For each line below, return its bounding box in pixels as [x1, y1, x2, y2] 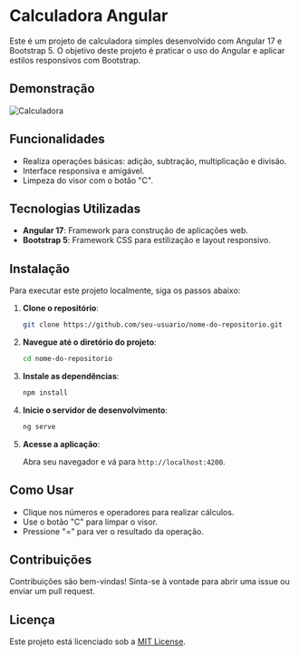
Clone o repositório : [22, 303, 100, 314]
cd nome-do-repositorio [22, 355, 113, 364]
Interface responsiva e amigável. [22, 165, 145, 176]
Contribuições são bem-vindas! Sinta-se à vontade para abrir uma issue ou [9, 576, 290, 587]
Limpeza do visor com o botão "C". [22, 174, 154, 186]
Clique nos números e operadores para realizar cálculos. [22, 506, 235, 517]
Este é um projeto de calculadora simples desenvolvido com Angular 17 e [9, 35, 283, 46]
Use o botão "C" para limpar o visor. [22, 516, 159, 527]
